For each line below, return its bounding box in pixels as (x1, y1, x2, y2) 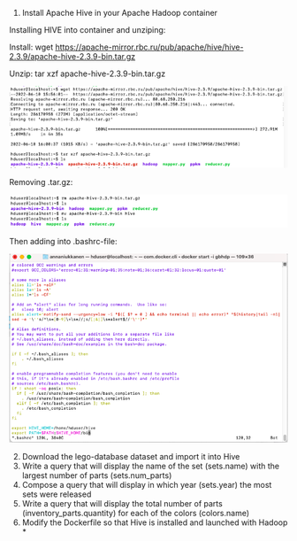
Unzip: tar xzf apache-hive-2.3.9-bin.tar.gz (9, 68, 166, 79)
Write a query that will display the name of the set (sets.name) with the (21, 460, 280, 471)
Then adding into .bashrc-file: (9, 236, 118, 246)
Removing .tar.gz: (9, 177, 73, 188)
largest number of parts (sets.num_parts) (21, 469, 172, 481)
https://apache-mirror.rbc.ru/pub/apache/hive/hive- (55, 42, 244, 52)
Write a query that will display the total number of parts (21, 498, 223, 508)
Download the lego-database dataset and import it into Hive (21, 451, 240, 461)
